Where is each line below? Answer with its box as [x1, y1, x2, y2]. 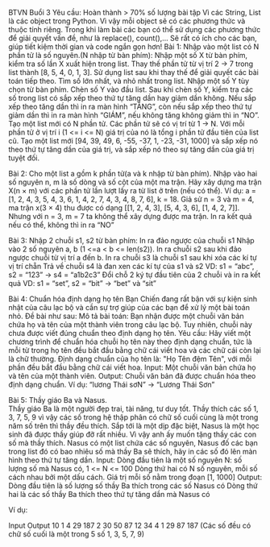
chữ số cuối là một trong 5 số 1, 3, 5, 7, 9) [8, 529, 145, 539]
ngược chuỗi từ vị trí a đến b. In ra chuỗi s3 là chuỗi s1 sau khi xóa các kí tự [8, 253, 258, 262]
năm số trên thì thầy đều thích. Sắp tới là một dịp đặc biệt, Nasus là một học [8, 421, 260, 430]
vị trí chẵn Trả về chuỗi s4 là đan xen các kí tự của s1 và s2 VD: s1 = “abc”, [8, 262, 255, 271]
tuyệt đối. [8, 153, 40, 163]
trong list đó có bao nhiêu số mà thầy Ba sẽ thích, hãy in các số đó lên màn [8, 447, 258, 456]
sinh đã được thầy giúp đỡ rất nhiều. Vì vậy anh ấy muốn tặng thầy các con [8, 429, 257, 439]
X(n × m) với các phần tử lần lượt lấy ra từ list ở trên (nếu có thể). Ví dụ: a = [8, 186, 256, 195]
